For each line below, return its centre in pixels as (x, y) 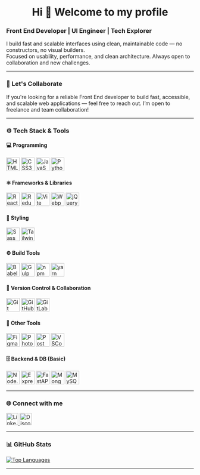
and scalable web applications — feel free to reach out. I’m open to (88, 103)
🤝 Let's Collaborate (34, 84)
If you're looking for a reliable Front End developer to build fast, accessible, (98, 97)
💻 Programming (27, 145)
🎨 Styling (18, 218)
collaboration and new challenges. (48, 63)
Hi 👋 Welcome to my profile (100, 12)
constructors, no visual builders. (46, 50)
